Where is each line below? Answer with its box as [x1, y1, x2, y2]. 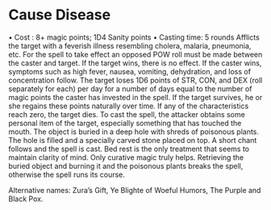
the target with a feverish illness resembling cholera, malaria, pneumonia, [8, 40, 252, 50]
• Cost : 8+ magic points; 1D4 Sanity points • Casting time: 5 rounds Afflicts [8, 32, 260, 42]
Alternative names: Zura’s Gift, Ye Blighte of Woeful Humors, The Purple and [8, 185, 261, 195]
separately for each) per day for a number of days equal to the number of [8, 83, 252, 94]
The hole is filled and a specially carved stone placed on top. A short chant [8, 135, 257, 145]
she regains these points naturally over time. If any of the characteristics [8, 101, 249, 111]
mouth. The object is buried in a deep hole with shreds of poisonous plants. [8, 127, 260, 136]
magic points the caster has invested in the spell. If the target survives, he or [8, 92, 263, 102]
